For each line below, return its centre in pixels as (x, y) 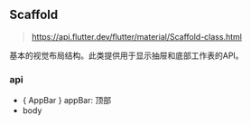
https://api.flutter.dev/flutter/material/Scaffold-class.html (136, 36)
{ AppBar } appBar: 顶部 (66, 101)
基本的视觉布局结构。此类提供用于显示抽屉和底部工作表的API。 (126, 55)
